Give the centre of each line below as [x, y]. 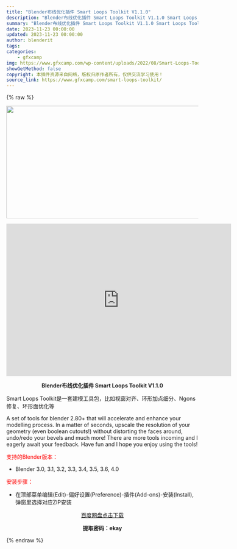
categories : [21, 52]
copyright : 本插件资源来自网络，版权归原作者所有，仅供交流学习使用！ [85, 74]
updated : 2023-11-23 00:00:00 [45, 35]
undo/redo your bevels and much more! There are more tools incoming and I [102, 438]
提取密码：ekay [102, 528]
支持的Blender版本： [32, 457]
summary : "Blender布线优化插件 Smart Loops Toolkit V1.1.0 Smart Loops [97, 23]
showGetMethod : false [34, 69]
